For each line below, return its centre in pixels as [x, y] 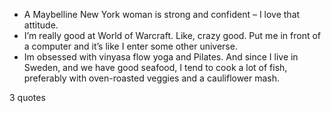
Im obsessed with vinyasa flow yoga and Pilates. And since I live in [161, 57]
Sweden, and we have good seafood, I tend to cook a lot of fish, [155, 67]
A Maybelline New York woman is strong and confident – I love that [162, 14]
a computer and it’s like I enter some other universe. [130, 46]
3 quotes [27, 97]
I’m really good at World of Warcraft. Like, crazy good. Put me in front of [172, 35]
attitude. [41, 25]
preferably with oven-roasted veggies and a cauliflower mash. [152, 78]
